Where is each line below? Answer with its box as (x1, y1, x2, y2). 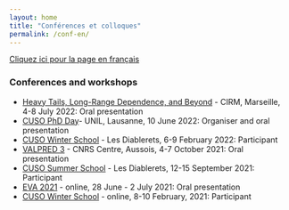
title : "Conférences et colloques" (9, 21, 142, 30)
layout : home (9, 12, 58, 22)
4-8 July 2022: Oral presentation (21, 106, 144, 117)
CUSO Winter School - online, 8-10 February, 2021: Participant (21, 190, 252, 201)
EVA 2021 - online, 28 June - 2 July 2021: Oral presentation (21, 182, 241, 192)
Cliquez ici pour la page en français (9, 54, 140, 65)
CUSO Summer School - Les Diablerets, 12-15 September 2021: (21, 162, 255, 174)
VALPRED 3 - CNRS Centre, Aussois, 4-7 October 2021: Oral (21, 143, 244, 154)
